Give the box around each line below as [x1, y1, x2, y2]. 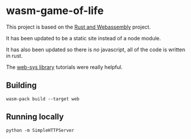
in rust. [6, 52, 23, 59]
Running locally [6, 112, 64, 122]
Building [6, 81, 37, 91]
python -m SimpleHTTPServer [6, 127, 75, 133]
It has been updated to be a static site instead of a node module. [6, 34, 161, 41]
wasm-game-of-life [6, 4, 104, 18]
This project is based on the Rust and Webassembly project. [6, 23, 151, 30]
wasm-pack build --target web [6, 96, 80, 102]
